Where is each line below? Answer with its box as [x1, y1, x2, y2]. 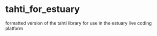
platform [5, 25, 23, 31]
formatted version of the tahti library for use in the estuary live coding [5, 20, 152, 26]
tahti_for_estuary [5, 3, 80, 15]
